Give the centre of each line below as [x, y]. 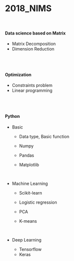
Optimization [18, 74]
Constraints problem [32, 85]
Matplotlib [29, 164]
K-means [28, 221]
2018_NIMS [28, 8]
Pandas [27, 155]
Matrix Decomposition [34, 44]
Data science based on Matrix [35, 33]
